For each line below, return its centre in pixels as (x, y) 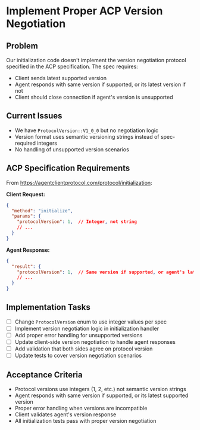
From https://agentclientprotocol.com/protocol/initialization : (79, 182)
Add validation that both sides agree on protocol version (84, 349)
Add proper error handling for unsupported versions (79, 335)
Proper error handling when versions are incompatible (81, 408)
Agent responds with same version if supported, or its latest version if (100, 84)
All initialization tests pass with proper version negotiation (85, 421)
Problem (22, 46)
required (25, 143)
